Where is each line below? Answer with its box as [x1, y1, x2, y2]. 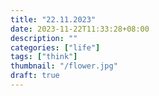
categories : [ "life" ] [10, 42, 101, 53]
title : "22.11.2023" [10, 14, 97, 25]
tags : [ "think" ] [10, 52, 78, 62]
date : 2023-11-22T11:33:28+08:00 [10, 24, 150, 34]
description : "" [10, 33, 78, 43]
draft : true [10, 71, 60, 81]
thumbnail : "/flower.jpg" [10, 61, 118, 71]
